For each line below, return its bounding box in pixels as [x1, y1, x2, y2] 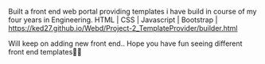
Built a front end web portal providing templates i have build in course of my [8, 7, 257, 16]
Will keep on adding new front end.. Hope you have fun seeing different [8, 39, 243, 48]
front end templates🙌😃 [8, 47, 82, 56]
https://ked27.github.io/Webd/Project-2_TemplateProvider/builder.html [8, 24, 238, 32]
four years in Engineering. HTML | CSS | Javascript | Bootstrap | [8, 15, 218, 24]
